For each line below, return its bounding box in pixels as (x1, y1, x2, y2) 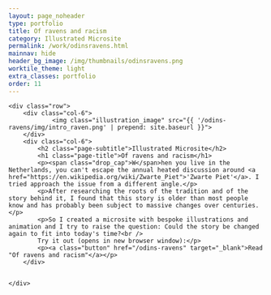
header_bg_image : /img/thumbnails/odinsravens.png (8, 58, 183, 66)
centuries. (222, 201, 260, 209)
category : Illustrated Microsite (8, 34, 122, 43)
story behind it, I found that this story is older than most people (8, 194, 249, 203)
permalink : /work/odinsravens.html (8, 42, 129, 50)
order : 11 (8, 79, 42, 88)
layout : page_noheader (8, 11, 85, 20)
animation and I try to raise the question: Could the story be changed (8, 222, 260, 231)
